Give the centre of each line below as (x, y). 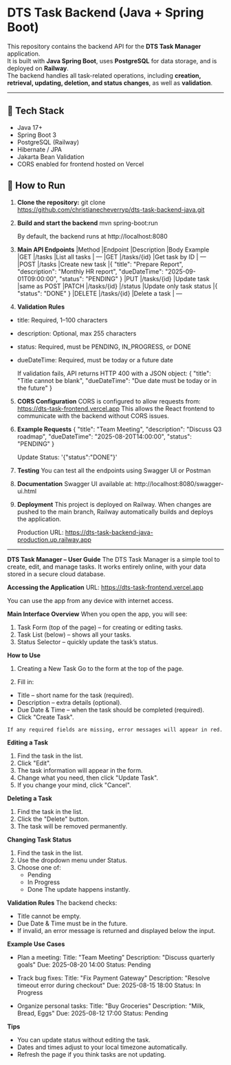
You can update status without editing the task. (84, 1040)
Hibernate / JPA (40, 149)
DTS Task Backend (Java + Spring (106, 13)
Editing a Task (27, 742)
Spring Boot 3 (37, 135)
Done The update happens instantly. (79, 889)
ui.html (27, 491)
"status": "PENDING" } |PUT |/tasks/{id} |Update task (134, 278)
